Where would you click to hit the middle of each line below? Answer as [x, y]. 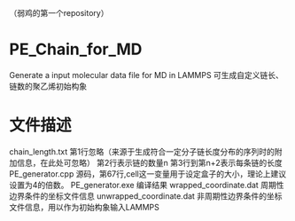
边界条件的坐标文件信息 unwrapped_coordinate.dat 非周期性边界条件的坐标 [146, 196]
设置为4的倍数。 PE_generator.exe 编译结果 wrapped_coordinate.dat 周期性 [147, 185]
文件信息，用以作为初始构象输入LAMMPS [84, 207]
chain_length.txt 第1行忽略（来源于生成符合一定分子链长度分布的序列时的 [142, 151]
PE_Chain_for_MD [76, 49]
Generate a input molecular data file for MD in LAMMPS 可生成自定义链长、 [146, 75]
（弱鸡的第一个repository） [59, 13]
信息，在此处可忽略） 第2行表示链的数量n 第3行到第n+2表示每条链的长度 [149, 162]
